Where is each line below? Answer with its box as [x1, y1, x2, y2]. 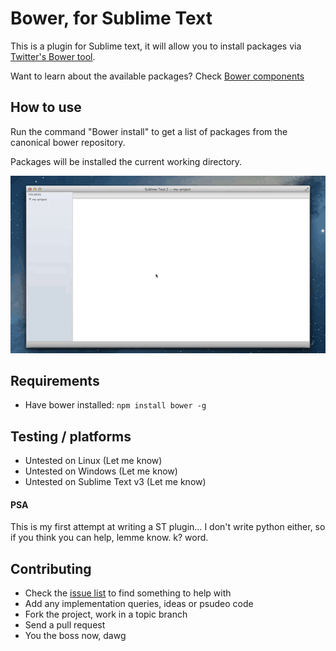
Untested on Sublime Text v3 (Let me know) [24, 476, 207, 488]
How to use [10, 99, 82, 116]
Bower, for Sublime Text [10, 7, 213, 30]
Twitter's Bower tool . [10, 50, 96, 62]
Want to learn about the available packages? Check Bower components [10, 70, 305, 82]
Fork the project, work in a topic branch [24, 608, 188, 621]
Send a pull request [24, 619, 106, 631]
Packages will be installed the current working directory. [10, 155, 243, 167]
